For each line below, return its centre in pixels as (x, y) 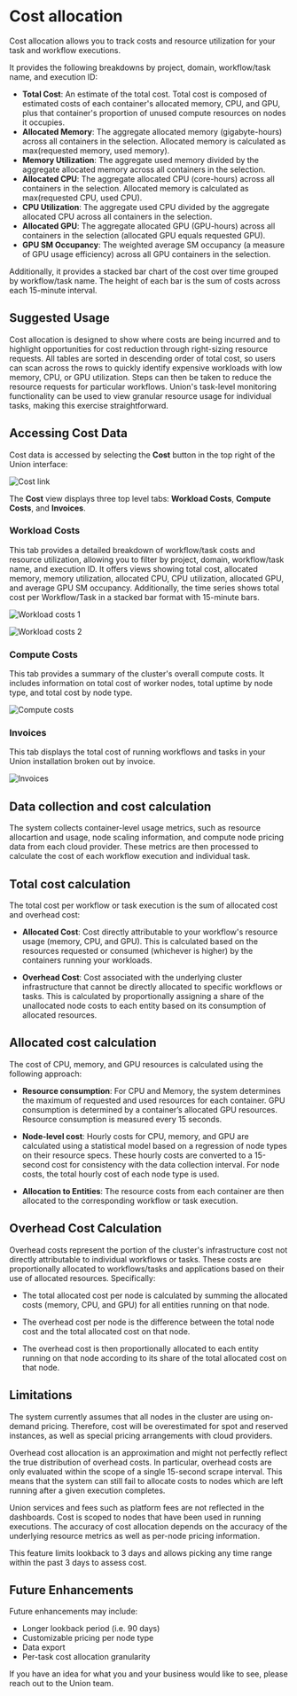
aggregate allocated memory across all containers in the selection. (144, 169)
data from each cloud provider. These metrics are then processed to (134, 847)
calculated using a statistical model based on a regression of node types (155, 1145)
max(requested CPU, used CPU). (82, 198)
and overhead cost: (45, 915)
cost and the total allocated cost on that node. (106, 1331)
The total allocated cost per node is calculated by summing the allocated (155, 1295)
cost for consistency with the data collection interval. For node (166, 1164)
